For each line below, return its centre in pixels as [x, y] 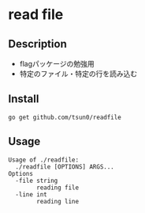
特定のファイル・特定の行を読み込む [78, 74]
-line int [31, 194]
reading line [58, 201]
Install [24, 99]
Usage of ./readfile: [44, 160]
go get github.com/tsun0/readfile [65, 117]
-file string [37, 181]
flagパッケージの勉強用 [57, 64]
